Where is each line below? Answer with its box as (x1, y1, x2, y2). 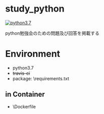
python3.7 (12, 65, 34, 71)
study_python (5, 3, 65, 15)
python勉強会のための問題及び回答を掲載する (5, 30, 99, 36)
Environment (5, 48, 61, 60)
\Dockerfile (12, 103, 36, 109)
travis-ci (12, 70, 30, 76)
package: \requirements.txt (12, 75, 69, 81)
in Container (5, 90, 45, 99)
